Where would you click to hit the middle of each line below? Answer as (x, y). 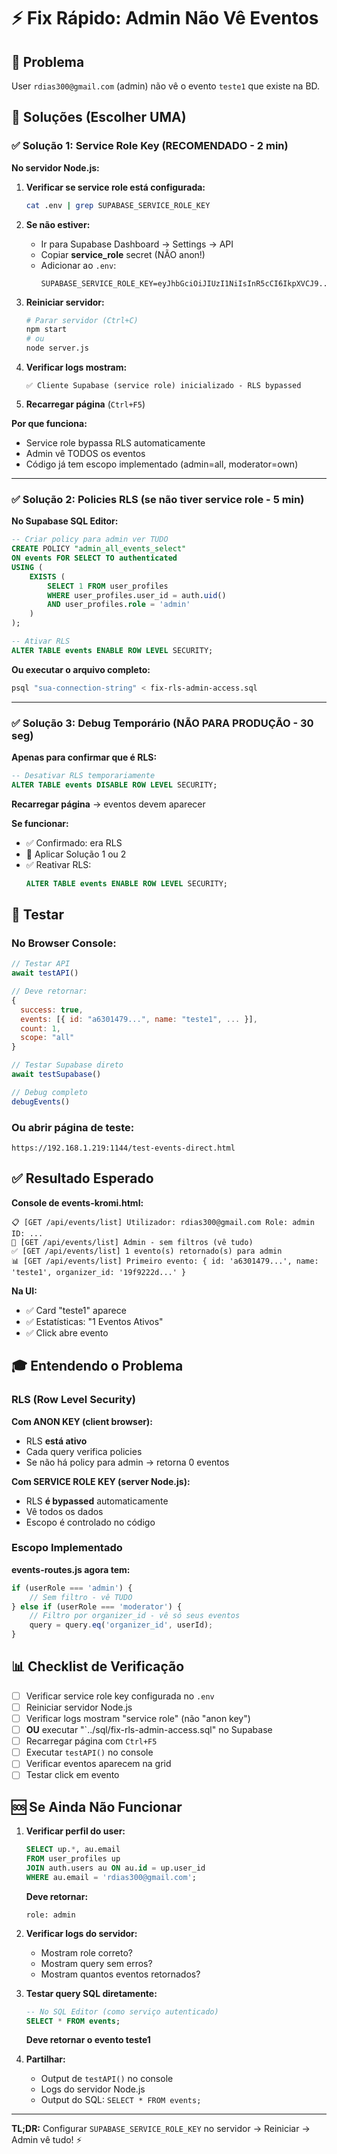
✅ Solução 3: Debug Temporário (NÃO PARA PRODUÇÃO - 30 (162, 723)
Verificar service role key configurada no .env (120, 1696)
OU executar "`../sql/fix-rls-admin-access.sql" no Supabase (149, 1730)
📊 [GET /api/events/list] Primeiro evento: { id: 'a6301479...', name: (165, 1261)
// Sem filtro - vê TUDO (81, 1597)
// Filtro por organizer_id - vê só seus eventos (135, 1616)
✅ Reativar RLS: (58, 864)
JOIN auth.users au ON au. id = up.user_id (115, 1868)
